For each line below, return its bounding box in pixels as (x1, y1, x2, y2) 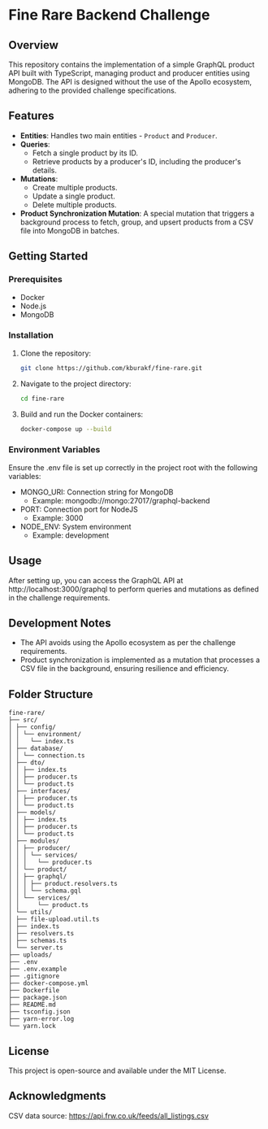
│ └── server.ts (8, 944, 63, 952)
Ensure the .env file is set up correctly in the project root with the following (8, 462, 258, 473)
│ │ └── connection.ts (8, 752, 85, 760)
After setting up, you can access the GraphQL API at (8, 575, 184, 585)
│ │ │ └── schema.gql (8, 887, 82, 896)
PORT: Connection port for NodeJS (19, 504, 138, 514)
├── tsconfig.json (8, 1008, 71, 1016)
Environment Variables (8, 444, 101, 456)
